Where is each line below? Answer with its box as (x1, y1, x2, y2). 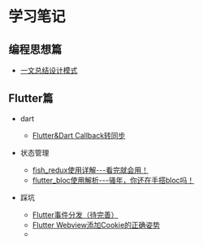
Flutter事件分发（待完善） (32, 209, 119, 220)
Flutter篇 (8, 91, 54, 106)
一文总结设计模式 (19, 66, 78, 75)
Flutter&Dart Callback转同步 (32, 130, 126, 140)
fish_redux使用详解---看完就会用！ (32, 164, 149, 175)
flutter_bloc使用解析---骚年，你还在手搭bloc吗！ (32, 175, 195, 185)
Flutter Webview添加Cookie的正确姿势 (32, 220, 161, 230)
